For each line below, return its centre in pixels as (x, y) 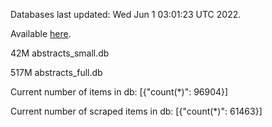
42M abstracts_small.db (60, 53)
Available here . (41, 33)
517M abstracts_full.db (56, 72)
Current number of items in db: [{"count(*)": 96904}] (119, 92)
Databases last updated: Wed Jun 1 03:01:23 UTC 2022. (126, 14)
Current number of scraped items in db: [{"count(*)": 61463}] (136, 111)
